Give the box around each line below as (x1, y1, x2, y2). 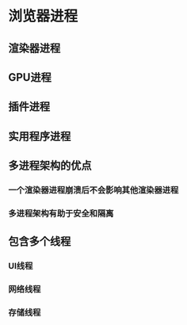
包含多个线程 (8, 235, 71, 248)
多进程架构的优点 (8, 159, 92, 173)
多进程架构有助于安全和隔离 (8, 208, 114, 219)
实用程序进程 (8, 129, 71, 143)
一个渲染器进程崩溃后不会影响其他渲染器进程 (8, 185, 179, 196)
